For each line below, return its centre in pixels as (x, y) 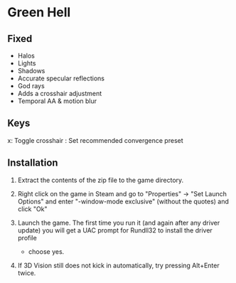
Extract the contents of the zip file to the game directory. (101, 180)
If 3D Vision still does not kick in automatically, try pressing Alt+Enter (118, 265)
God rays (31, 86)
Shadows (31, 71)
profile (27, 237)
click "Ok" (32, 209)
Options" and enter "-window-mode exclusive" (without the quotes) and (123, 201)
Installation (33, 163)
